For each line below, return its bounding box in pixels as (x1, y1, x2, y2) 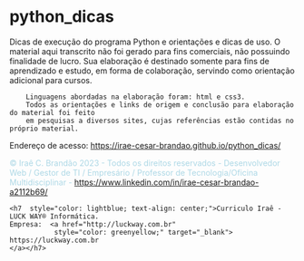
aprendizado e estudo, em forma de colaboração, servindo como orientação (9, 65, 295, 76)
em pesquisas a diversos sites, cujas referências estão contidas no (25, 116, 295, 125)
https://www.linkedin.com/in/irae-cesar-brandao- (74, 177, 260, 188)
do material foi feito (9, 108, 95, 117)
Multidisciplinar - (9, 177, 73, 188)
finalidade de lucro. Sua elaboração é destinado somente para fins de (9, 55, 270, 66)
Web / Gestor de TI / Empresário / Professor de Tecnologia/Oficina (9, 167, 259, 178)
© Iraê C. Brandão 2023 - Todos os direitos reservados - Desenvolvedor (9, 157, 281, 169)
